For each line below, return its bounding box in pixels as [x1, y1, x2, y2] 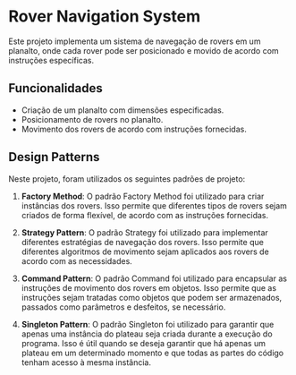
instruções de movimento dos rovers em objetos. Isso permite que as [21, 282, 277, 293]
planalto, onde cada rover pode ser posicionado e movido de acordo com [8, 45, 279, 55]
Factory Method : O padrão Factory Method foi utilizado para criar [21, 191, 265, 201]
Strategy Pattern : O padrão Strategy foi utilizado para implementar [21, 226, 269, 238]
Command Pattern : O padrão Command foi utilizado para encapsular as [21, 273, 288, 284]
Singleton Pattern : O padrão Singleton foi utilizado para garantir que [21, 319, 275, 329]
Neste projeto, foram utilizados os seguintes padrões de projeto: [8, 173, 246, 184]
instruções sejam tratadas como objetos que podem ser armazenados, [21, 292, 283, 303]
